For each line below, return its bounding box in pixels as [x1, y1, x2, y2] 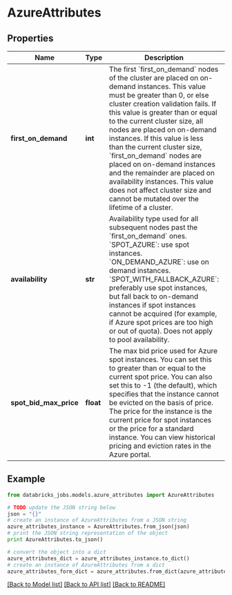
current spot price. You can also [109, 372, 213, 381]
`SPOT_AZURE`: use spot [109, 240, 190, 249]
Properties [7, 32, 54, 44]
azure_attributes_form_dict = [7, 568, 95, 575]
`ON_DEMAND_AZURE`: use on [109, 257, 209, 267]
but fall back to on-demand [109, 292, 199, 301]
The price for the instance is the [109, 406, 213, 416]
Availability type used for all [109, 214, 199, 223]
